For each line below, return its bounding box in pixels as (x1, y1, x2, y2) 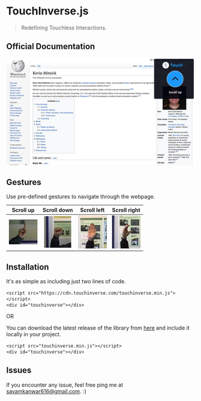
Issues (6, 365, 32, 376)
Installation (6, 262, 49, 272)
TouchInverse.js (6, 4, 89, 18)
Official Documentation (6, 41, 95, 52)
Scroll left (80, 206, 105, 214)
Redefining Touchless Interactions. (20, 24, 107, 31)
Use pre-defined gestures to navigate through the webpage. (6, 193, 155, 200)
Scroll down (43, 206, 73, 214)
